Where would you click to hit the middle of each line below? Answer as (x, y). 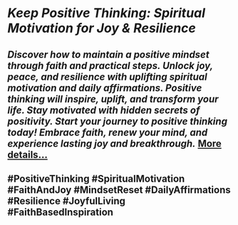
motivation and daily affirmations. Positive (105, 88)
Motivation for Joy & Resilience (102, 28)
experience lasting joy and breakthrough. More (115, 143)
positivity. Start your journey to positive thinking (118, 121)
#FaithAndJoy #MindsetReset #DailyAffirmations (119, 190)
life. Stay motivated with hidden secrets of (104, 110)
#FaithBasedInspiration (61, 212)
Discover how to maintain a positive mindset (108, 54)
